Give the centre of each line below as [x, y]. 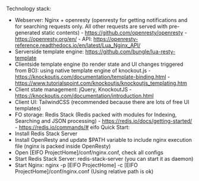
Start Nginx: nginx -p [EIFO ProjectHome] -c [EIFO [76, 165]
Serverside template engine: [49, 52]
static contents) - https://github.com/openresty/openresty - [114, 33]
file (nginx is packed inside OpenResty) [63, 146]
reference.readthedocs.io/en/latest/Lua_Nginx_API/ [78, 45]
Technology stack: [29, 9]
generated [27, 33]
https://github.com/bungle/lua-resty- [130, 52]
